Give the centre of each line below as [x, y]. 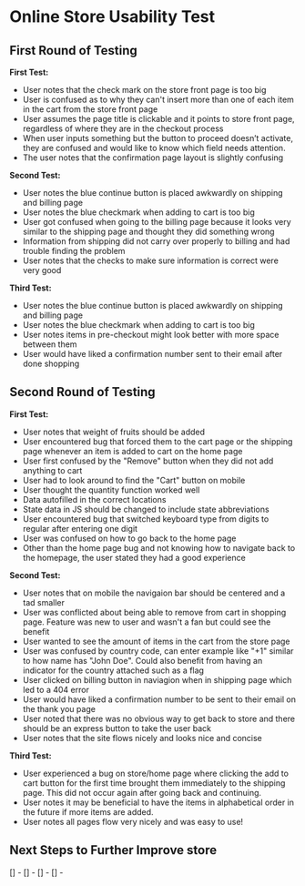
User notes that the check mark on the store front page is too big [144, 90]
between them [50, 344]
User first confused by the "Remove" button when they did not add [148, 461]
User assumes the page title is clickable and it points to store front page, [158, 119]
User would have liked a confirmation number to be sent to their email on [159, 699]
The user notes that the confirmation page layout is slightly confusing [153, 158]
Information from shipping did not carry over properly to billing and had [156, 241]
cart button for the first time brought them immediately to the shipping [154, 783]
